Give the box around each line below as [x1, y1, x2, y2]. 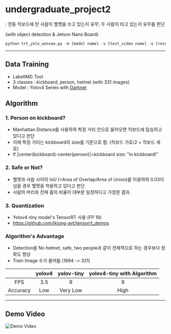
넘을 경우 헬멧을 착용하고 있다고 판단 [12, 182, 85, 189]
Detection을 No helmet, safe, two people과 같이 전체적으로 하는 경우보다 [12, 245, 160, 251]
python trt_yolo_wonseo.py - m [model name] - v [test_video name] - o [5, 41, 154, 46]
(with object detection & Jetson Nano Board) [5, 31, 99, 37]
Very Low [59, 287, 82, 294]
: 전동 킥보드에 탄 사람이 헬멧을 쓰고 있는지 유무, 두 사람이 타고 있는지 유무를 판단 [5, 21, 165, 27]
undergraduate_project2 [5, 4, 111, 15]
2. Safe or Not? [5, 164, 43, 171]
